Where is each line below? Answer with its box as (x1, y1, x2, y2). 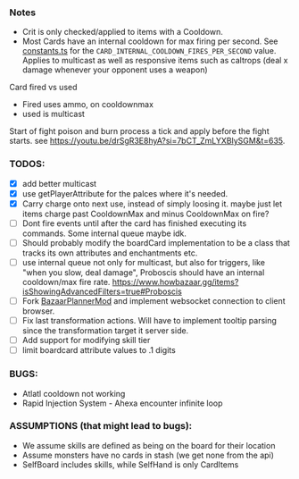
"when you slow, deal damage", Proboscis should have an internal (21, 266, 265, 278)
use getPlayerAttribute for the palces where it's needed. (21, 188, 228, 198)
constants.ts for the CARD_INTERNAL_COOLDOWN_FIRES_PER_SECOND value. (21, 46, 277, 56)
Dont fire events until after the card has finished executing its (21, 217, 247, 229)
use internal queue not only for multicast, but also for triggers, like (21, 256, 266, 267)
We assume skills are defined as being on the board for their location (21, 440, 276, 450)
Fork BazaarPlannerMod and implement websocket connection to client (21, 295, 286, 306)
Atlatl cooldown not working (21, 388, 126, 399)
